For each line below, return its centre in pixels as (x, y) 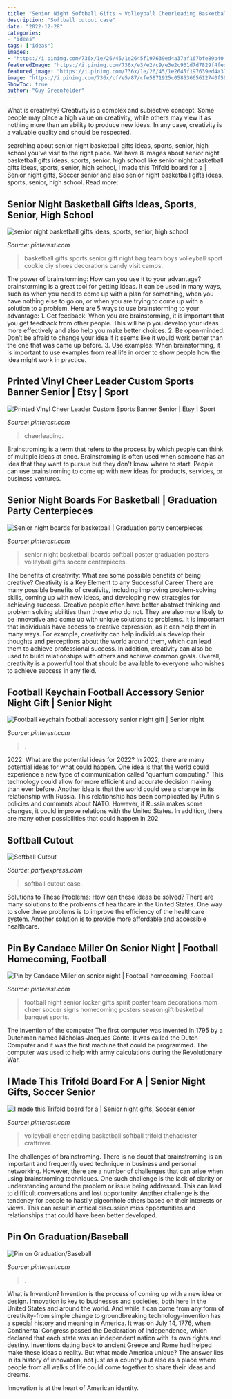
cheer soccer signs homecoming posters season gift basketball (114, 1010)
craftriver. (38, 1143)
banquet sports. (47, 1017)
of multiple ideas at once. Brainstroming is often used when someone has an (116, 456)
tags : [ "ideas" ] (30, 46)
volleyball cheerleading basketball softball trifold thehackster (111, 1135)
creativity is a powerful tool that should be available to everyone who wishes (116, 663)
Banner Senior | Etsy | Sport (68, 392)
